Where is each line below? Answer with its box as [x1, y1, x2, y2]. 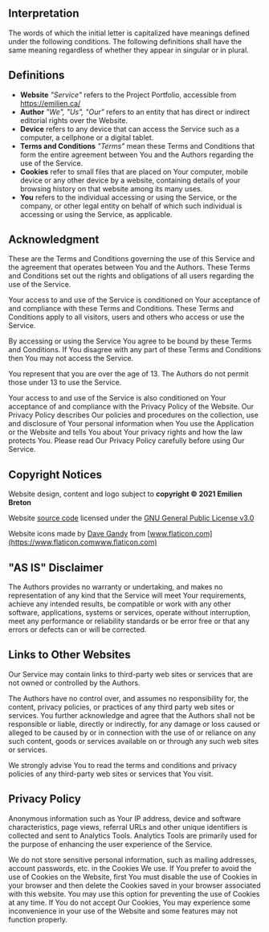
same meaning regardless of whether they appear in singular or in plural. [8, 45, 249, 55]
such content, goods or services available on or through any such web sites [8, 736, 259, 745]
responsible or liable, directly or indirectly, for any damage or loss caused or [8, 719, 261, 729]
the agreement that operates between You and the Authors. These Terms [8, 262, 251, 273]
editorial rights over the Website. [19, 115, 128, 125]
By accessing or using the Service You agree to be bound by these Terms [8, 336, 252, 346]
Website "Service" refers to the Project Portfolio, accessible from [19, 89, 237, 100]
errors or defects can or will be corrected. [8, 625, 147, 634]
